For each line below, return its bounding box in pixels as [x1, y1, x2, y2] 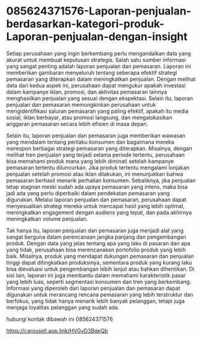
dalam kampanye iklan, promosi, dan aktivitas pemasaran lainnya [6, 88, 167, 95]
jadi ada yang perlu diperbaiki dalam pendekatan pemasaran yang [6, 189, 170, 197]
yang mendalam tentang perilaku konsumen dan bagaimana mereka [6, 138, 174, 145]
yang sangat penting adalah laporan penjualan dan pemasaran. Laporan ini [6, 62, 191, 70]
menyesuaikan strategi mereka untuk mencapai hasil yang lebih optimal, [6, 202, 185, 209]
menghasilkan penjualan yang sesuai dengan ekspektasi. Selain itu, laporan [6, 95, 194, 102]
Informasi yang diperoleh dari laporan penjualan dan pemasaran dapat [6, 285, 180, 292]
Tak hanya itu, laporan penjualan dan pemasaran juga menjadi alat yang [6, 227, 184, 234]
